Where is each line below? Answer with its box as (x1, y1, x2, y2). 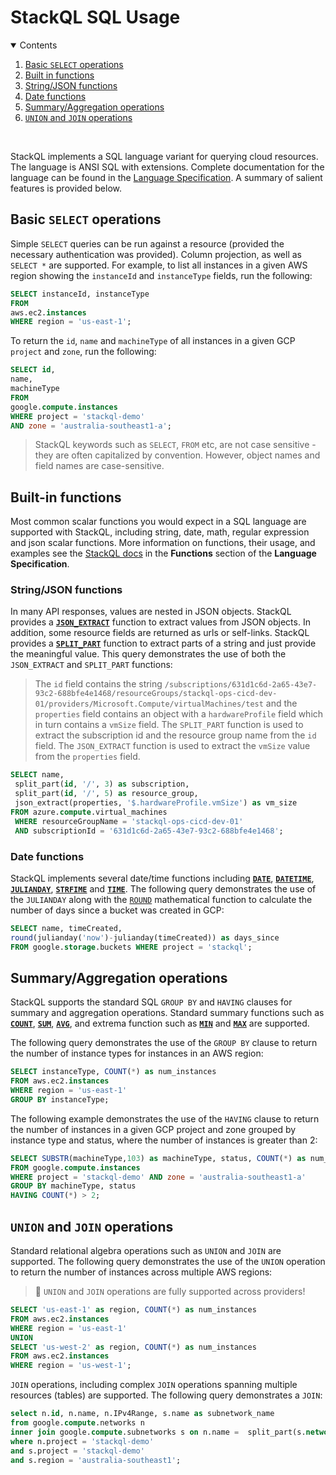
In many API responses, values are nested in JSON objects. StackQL (10, 606, 292, 618)
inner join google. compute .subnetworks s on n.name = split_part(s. (10, 1427, 307, 1437)
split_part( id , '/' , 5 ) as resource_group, (14, 789, 199, 799)
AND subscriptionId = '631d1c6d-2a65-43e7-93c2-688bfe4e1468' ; (14, 826, 284, 836)
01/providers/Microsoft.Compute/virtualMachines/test (34, 699, 264, 710)
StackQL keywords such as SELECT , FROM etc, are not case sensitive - (34, 439, 317, 451)
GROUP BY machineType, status (10, 1181, 137, 1191)
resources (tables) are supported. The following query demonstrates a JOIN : (10, 1389, 323, 1401)
